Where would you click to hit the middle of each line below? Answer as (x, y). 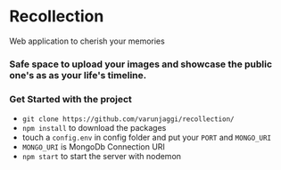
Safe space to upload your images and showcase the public (141, 64)
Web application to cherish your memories (87, 41)
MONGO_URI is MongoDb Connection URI (93, 147)
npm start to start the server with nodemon (101, 157)
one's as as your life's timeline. (78, 75)
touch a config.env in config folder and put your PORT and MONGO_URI (147, 138)
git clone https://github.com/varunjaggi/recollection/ (128, 119)
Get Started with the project (70, 99)
